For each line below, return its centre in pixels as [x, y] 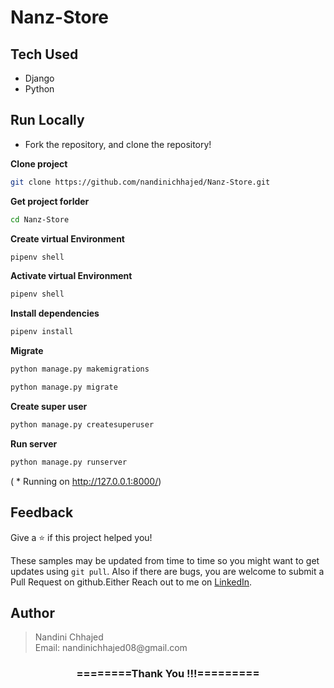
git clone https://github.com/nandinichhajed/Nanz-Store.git [140, 182]
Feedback [42, 512]
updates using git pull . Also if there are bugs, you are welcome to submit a [167, 571]
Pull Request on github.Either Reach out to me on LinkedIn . [131, 582]
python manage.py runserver [69, 462]
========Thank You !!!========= [168, 674]
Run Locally [47, 120]
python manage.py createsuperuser [82, 424]
